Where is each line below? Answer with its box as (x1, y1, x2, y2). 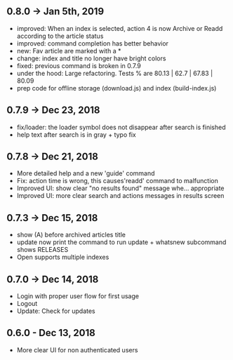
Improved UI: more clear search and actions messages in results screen (16, 192, 225, 200)
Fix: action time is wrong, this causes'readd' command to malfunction (16, 177, 218, 185)
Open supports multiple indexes (16, 253, 109, 262)
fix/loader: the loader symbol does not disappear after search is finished (16, 123, 226, 131)
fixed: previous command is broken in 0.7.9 (16, 61, 141, 69)
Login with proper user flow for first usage (16, 292, 140, 300)
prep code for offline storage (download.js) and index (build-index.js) (16, 84, 217, 92)
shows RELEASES (16, 246, 69, 254)
